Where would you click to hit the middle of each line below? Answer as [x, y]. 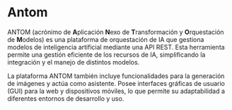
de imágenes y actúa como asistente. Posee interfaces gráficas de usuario [116, 83]
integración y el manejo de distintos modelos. [74, 62]
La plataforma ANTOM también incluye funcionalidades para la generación [116, 76]
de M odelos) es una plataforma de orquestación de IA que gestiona [106, 39]
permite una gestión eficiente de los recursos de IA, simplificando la [106, 55]
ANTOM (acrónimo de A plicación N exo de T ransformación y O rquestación [116, 32]
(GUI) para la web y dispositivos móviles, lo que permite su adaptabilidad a [116, 91]
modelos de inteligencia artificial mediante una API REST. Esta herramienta [116, 47]
